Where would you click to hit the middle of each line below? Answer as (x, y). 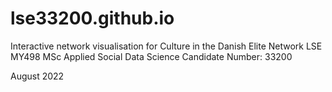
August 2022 (37, 76)
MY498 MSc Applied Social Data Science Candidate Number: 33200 (151, 56)
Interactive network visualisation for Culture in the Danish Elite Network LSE (166, 46)
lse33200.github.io (92, 18)
